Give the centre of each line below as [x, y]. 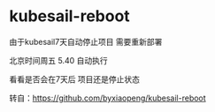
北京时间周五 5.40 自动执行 [58, 60]
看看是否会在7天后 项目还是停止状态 [74, 79]
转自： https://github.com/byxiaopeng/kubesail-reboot [107, 98]
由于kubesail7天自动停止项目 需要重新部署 [86, 41]
